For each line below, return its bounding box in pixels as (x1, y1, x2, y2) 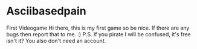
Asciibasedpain (6, 4, 86, 18)
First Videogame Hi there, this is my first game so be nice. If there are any (6, 24, 190, 31)
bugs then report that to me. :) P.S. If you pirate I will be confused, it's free (6, 30, 192, 38)
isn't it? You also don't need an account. (6, 37, 106, 44)
